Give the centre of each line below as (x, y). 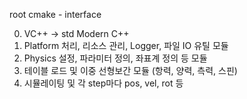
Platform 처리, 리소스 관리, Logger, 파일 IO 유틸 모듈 (126, 45)
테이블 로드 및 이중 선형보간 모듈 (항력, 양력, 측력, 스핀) (130, 70)
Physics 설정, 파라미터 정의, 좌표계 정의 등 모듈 (115, 58)
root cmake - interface (55, 14)
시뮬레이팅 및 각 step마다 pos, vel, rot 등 (103, 83)
